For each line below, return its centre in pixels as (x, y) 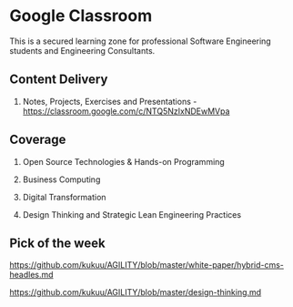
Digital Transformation (64, 197)
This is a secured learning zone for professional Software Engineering (140, 41)
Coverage (38, 140)
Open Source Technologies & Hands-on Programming (123, 161)
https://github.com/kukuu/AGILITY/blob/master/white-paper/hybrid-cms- (147, 265)
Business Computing (61, 179)
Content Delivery (59, 80)
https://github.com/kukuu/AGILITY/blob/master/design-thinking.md (136, 292)
